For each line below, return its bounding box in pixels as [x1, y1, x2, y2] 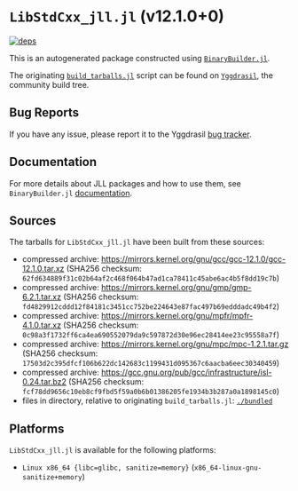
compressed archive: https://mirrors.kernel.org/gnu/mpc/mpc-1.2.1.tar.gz [21, 339, 289, 350]
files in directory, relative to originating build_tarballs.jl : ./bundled [21, 395, 273, 406]
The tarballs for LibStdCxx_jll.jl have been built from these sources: [9, 237, 265, 248]
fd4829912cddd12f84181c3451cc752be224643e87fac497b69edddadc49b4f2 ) [21, 301, 280, 312]
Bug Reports [9, 105, 80, 121]
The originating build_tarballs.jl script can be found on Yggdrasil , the [9, 69, 273, 81]
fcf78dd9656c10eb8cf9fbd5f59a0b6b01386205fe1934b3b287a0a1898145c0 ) [21, 386, 280, 397]
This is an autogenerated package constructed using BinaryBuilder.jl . [9, 52, 271, 63]
